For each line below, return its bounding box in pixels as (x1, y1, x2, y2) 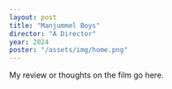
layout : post (9, 12, 57, 22)
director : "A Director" (9, 29, 97, 38)
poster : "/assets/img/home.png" (9, 46, 128, 55)
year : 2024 (9, 37, 49, 47)
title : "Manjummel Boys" (9, 21, 101, 30)
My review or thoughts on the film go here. (9, 70, 165, 80)
